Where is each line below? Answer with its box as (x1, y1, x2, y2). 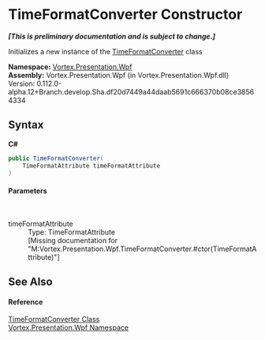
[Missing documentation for (28, 235, 118, 245)
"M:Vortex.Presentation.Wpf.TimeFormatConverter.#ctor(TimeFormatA (28, 244, 257, 253)
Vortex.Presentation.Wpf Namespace (8, 323, 129, 332)
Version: (8, 79, 35, 88)
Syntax (8, 118, 44, 131)
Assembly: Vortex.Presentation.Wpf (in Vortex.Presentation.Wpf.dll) (8, 70, 230, 79)
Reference (8, 297, 43, 306)
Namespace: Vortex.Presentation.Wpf (8, 61, 132, 72)
